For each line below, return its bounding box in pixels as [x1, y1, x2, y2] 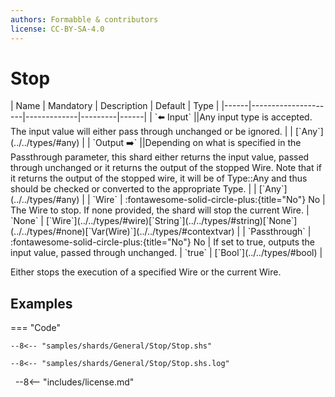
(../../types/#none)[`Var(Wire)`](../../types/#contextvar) [10, 226, 235, 238]
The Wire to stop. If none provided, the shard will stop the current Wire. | [10, 204, 310, 216]
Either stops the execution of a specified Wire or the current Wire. [10, 266, 282, 278]
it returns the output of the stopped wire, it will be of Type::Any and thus [10, 172, 308, 185]
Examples [10, 295, 73, 312]
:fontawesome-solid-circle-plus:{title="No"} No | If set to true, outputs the [10, 236, 316, 248]
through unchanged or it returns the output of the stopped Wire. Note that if [10, 162, 322, 174]
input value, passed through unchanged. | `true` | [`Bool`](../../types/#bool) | [10, 247, 323, 259]
